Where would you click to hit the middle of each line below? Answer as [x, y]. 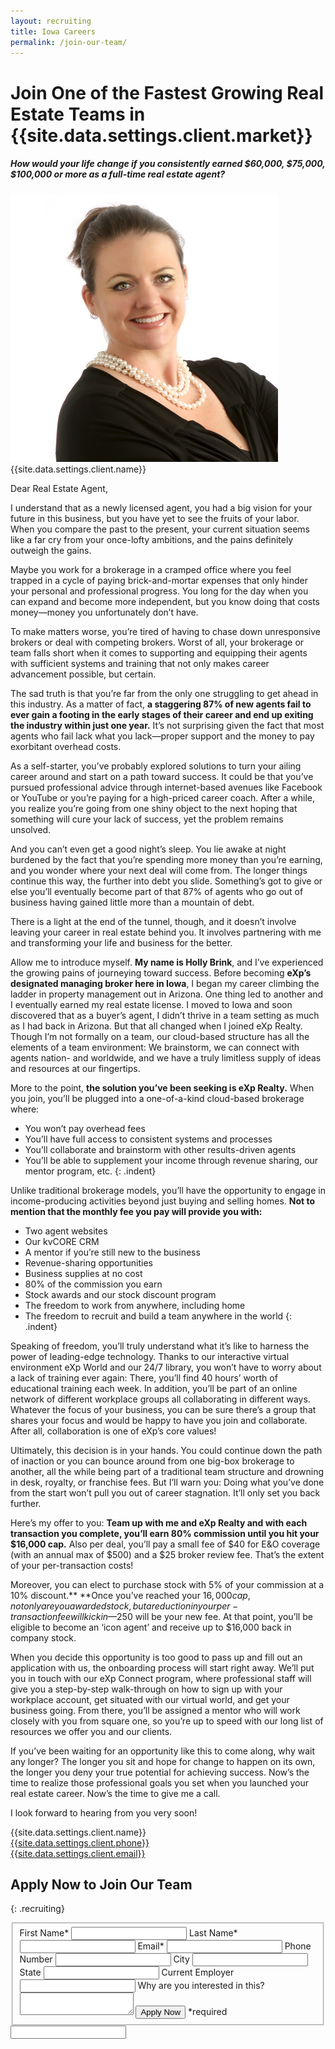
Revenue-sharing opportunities [88, 1262]
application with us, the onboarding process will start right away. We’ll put [162, 1667]
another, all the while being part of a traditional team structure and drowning [167, 1471]
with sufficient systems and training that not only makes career [140, 663]
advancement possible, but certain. [83, 674]
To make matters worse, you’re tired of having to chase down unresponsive [166, 631]
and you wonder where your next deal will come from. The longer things [159, 870]
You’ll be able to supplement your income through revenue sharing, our [171, 1160]
